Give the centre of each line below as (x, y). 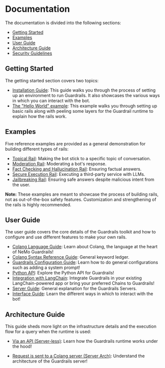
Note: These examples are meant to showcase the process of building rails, (82, 194)
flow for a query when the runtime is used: (48, 332)
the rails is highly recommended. (38, 204)
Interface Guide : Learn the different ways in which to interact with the (83, 294)
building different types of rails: (37, 149)
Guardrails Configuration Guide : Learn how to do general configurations (85, 263)
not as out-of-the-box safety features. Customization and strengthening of (81, 199)
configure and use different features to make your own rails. (66, 237)
